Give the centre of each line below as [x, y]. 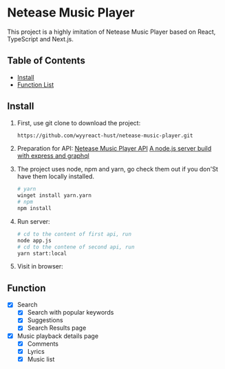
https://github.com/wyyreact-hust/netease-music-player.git [105, 136]
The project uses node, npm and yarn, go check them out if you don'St [117, 169]
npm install [34, 209]
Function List [35, 85]
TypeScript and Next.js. [41, 39]
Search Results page [57, 328]
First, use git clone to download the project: [79, 123]
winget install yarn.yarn [54, 196]
